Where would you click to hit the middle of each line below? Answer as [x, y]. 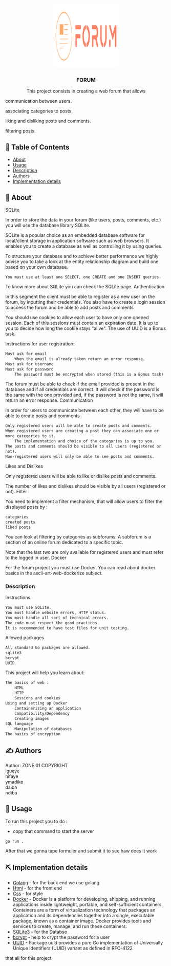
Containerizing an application [48, 709]
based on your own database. [37, 267]
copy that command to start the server [53, 831]
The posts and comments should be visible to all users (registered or [83, 446]
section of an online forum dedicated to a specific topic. [64, 542]
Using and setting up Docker [36, 703]
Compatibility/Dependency [42, 714]
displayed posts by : [26, 507]
